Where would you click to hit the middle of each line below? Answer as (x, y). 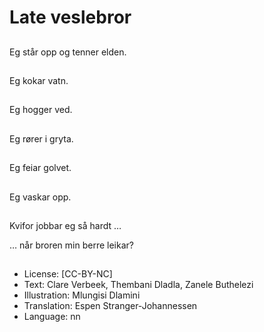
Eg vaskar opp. (40, 197)
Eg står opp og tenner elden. (68, 52)
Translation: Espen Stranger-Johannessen (110, 306)
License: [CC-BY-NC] (68, 274)
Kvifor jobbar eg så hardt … (65, 225)
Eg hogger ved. (41, 110)
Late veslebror (70, 17)
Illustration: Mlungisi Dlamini (82, 295)
